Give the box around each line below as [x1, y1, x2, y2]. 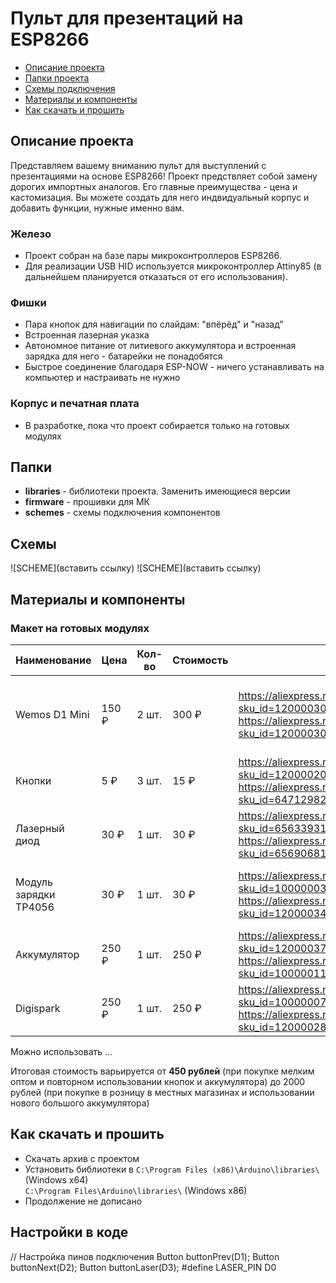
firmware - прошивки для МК [24, 496, 150, 508]
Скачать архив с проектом [24, 1152, 140, 1164]
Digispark [15, 1001, 61, 1015]
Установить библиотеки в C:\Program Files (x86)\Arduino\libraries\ [24, 1163, 320, 1175]
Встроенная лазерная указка [24, 329, 150, 341]
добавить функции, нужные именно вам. [10, 202, 185, 214]
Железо [10, 227, 52, 241]
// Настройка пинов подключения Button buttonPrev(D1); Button [10, 1250, 280, 1262]
